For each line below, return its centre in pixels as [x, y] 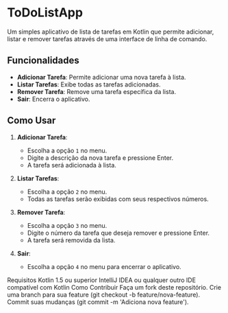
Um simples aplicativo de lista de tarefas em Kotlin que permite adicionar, [111, 32]
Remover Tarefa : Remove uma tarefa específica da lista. [97, 91]
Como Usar [31, 120]
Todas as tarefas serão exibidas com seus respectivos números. [118, 199]
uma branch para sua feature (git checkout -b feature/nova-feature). [104, 294]
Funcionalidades [43, 61]
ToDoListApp [45, 13]
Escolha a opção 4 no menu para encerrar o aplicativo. [104, 266]
